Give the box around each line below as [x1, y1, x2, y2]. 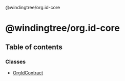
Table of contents [5, 43, 62, 51]
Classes [5, 58, 26, 65]
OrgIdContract [12, 69, 44, 76]
